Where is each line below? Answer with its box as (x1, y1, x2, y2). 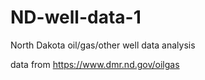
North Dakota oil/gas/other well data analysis (10, 39, 196, 51)
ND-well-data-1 (10, 6, 142, 29)
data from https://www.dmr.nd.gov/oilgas (10, 58, 180, 70)
